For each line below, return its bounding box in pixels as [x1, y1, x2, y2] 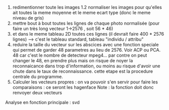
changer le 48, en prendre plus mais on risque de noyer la [12, 58, 133, 63]
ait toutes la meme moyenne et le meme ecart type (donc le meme [12, 10, 151, 16]
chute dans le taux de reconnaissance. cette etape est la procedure [12, 68, 153, 74]
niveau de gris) [12, 15, 44, 21]
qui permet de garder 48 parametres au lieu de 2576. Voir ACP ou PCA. [12, 47, 161, 53]
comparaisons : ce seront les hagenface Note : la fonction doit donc [12, 84, 154, 90]
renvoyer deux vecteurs [12, 90, 62, 95]
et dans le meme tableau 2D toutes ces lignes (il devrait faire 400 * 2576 [12, 31, 164, 37]
